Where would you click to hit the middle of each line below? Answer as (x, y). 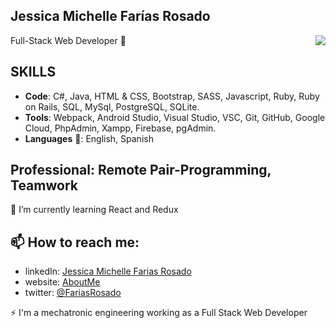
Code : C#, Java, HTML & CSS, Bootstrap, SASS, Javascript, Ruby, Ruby (172, 96)
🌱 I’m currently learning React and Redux (94, 210)
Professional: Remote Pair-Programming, (141, 170)
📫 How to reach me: (75, 242)
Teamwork (44, 185)
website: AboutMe (62, 282)
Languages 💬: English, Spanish (89, 138)
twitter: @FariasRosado (73, 293)
